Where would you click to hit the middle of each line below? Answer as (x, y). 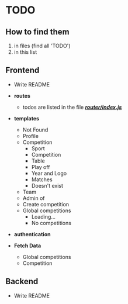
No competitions (51, 223)
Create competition (46, 204)
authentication (32, 234)
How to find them (37, 32)
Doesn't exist (47, 185)
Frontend (23, 70)
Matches (42, 179)
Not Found (35, 130)
